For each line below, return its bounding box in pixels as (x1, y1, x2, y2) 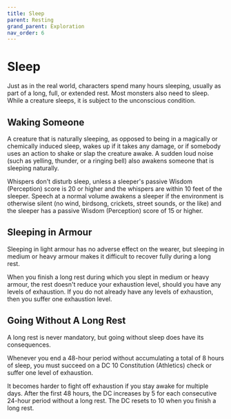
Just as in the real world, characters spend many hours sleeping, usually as (7, 82, 222, 90)
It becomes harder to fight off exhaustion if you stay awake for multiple (7, 382, 209, 390)
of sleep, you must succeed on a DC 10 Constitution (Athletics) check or (7, 361, 212, 369)
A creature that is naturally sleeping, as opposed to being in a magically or (7, 135, 219, 143)
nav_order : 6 (7, 29, 45, 37)
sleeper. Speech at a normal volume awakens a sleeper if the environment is (7, 192, 224, 200)
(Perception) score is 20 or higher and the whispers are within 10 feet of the (7, 185, 223, 193)
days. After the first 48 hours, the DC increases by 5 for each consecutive (7, 389, 217, 397)
